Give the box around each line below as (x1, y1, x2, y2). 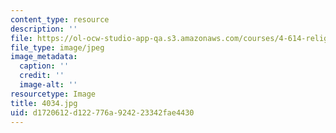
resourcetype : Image (10, 89, 97, 99)
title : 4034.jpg (10, 98, 78, 108)
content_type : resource (10, 14, 110, 25)
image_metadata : (10, 52, 78, 62)
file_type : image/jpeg (10, 42, 105, 53)
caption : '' (19, 61, 70, 71)
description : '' (10, 24, 78, 34)
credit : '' (19, 71, 65, 81)
